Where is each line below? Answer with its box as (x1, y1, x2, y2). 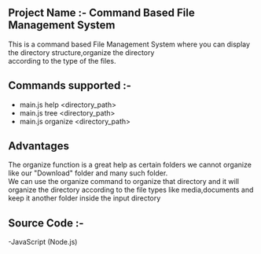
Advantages (8, 139, 69, 153)
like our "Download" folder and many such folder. (8, 168, 168, 178)
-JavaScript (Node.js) (8, 237, 78, 247)
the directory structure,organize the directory (8, 47, 155, 57)
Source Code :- (8, 216, 84, 230)
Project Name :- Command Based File (8, 6, 195, 20)
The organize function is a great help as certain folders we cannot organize (8, 160, 252, 170)
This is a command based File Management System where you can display (8, 39, 250, 49)
